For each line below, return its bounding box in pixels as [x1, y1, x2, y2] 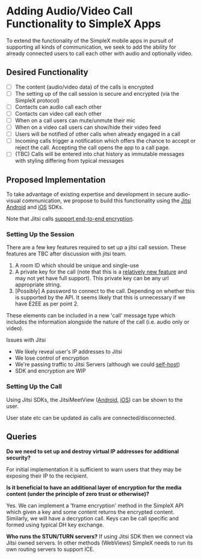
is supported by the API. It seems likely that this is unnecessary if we [14, 294, 185, 301]
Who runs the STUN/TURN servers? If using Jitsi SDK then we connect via [6, 532, 193, 540]
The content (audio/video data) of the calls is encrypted [14, 83, 154, 90]
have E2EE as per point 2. [14, 300, 79, 308]
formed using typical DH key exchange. [6, 521, 104, 528]
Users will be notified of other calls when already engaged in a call [14, 131, 181, 138]
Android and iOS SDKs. [6, 204, 64, 211]
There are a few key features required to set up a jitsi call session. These [6, 244, 187, 251]
